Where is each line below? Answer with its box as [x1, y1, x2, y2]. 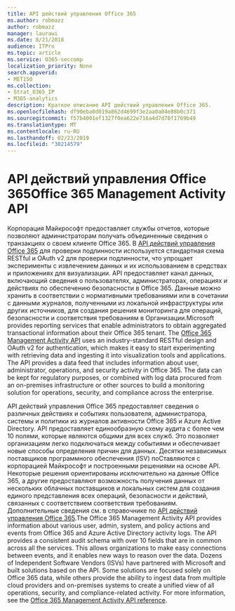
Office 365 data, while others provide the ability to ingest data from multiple [7, 574, 227, 582]
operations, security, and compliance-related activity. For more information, [7, 589, 226, 597]
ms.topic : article [7, 50, 61, 57]
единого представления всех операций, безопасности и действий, [7, 492, 208, 500]
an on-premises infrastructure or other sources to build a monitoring [7, 381, 205, 390]
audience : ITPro [7, 43, 55, 50]
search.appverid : [7, 69, 58, 76]
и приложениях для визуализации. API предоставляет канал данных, [7, 269, 214, 277]
